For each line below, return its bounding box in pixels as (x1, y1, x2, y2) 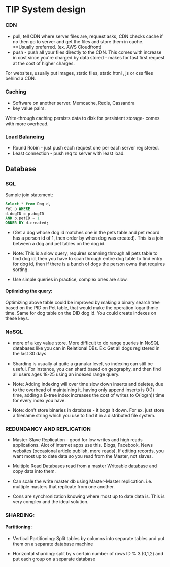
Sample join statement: (5, 192, 53, 198)
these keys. (5, 315, 29, 321)
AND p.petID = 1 (5, 216, 40, 221)
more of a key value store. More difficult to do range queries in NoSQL (12, 340, 160, 346)
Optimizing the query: (5, 288, 53, 294)
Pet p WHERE (5, 206, 30, 212)
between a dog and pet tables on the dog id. (12, 241, 106, 247)
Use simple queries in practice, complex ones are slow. (12, 276, 128, 283)
